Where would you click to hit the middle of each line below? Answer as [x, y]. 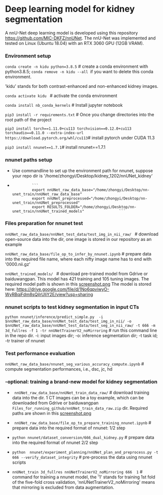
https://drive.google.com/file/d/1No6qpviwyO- [63, 289]
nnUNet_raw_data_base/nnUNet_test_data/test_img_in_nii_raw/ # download [82, 234]
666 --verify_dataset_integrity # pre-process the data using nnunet [82, 457]
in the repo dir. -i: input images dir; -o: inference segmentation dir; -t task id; [81, 336]
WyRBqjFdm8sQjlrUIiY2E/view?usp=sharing [49, 294]
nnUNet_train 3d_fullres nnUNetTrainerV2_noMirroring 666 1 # [77, 472]
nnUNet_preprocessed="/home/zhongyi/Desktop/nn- [97, 198]
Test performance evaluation [40, 354]
